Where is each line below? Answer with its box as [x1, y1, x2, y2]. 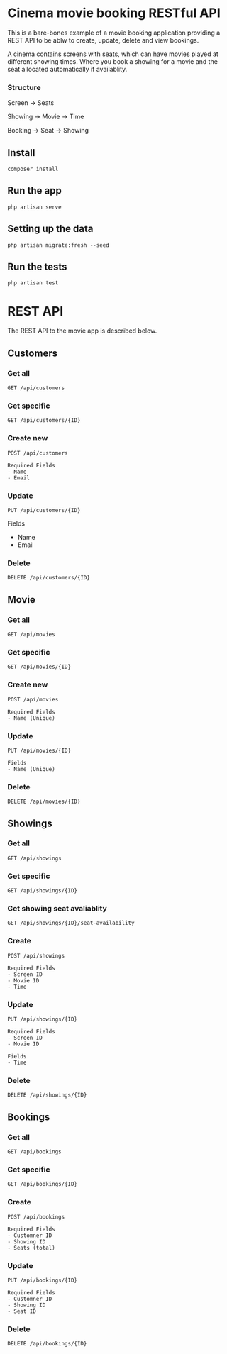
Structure [7, 82, 41, 92]
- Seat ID [7, 1307, 37, 1315]
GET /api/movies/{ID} [7, 663, 72, 671]
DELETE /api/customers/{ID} [7, 575, 91, 582]
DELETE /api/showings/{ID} [7, 1092, 87, 1099]
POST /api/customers [7, 449, 69, 457]
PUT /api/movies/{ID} [7, 747, 72, 754]
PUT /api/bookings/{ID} [7, 1277, 78, 1284]
